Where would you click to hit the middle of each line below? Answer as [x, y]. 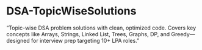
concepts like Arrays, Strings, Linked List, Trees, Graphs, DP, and [88, 34]
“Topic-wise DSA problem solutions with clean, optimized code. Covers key [101, 28]
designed [18, 40]
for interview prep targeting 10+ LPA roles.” [85, 40]
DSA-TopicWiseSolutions [71, 11]
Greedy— [183, 34]
